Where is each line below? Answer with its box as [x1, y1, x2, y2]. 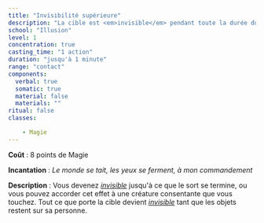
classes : [8, 114, 37, 122]
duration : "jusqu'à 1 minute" [8, 56, 108, 64]
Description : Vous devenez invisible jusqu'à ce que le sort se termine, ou [8, 180, 247, 190]
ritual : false [8, 107, 55, 115]
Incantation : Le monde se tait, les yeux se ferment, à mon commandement [8, 165, 253, 174]
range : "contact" [8, 63, 65, 71]
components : [8, 70, 47, 78]
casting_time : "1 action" [8, 48, 93, 56]
